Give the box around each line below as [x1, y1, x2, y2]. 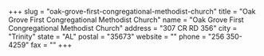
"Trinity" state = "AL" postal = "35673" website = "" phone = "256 [8, 32, 225, 41]
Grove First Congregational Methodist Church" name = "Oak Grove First [8, 15, 245, 24]
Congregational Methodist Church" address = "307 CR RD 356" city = [8, 24, 238, 32]
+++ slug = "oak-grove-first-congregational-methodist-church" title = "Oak [8, 7, 256, 16]
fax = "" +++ [30, 40, 73, 50]
